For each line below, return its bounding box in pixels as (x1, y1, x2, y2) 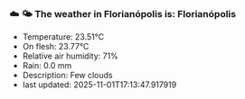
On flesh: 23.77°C (22, 41, 90, 52)
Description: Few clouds (22, 70, 113, 81)
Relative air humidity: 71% (22, 50, 119, 61)
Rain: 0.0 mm (22, 60, 72, 71)
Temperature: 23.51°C (22, 31, 105, 42)
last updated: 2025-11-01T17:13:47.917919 (22, 79, 177, 90)
